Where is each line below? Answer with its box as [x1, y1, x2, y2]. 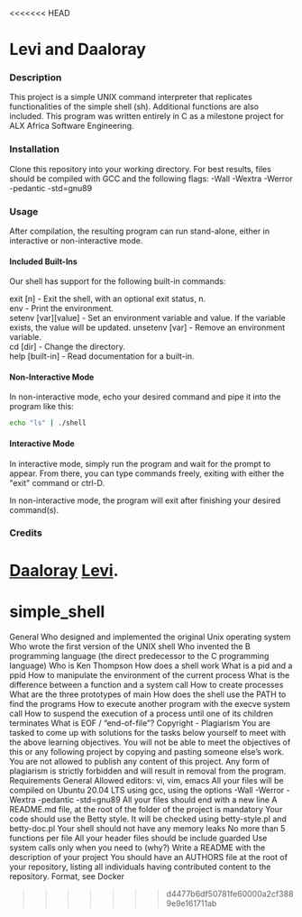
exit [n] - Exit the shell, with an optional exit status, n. [9, 293, 206, 305]
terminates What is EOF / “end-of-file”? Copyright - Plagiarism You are [9, 717, 270, 729]
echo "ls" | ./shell [9, 418, 87, 427]
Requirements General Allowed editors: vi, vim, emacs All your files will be [9, 775, 284, 785]
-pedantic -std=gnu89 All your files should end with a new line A [37, 793, 278, 805]
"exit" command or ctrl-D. [9, 477, 105, 488]
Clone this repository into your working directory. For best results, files [9, 163, 272, 174]
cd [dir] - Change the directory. [9, 342, 126, 353]
